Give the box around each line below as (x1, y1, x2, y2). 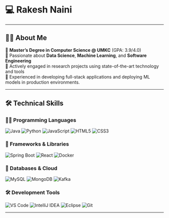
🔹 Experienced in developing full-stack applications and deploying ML (5, 74, 150, 80)
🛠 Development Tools (5, 189, 60, 196)
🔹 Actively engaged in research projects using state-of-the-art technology (5, 63, 159, 69)
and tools (5, 68, 25, 75)
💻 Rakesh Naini (5, 4, 72, 16)
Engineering (5, 57, 32, 63)
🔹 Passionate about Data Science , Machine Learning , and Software (5, 52, 147, 58)
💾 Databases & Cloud (5, 165, 58, 172)
